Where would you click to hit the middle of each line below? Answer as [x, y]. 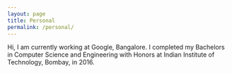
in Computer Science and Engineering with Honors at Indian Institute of [111, 55]
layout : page [27, 14]
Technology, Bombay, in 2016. [51, 62]
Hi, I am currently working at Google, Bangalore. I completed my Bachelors [116, 47]
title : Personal [31, 21]
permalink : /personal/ [41, 27]
